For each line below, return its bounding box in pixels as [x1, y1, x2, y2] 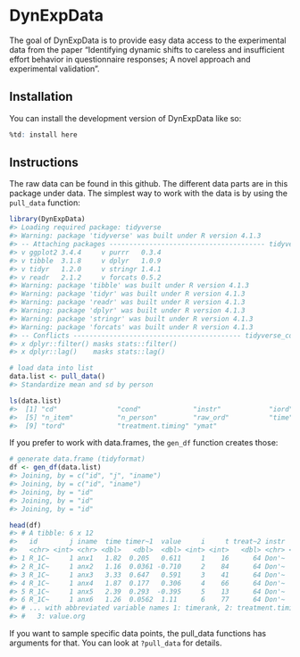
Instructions [9, 155, 79, 170]
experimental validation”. [9, 63, 100, 74]
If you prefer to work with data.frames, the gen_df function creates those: [9, 437, 279, 448]
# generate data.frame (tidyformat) [9, 454, 146, 464]
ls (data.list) [9, 396, 62, 405]
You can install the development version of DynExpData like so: [9, 112, 242, 123]
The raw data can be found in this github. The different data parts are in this [9, 179, 288, 189]
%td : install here [9, 130, 78, 139]
